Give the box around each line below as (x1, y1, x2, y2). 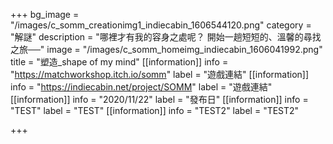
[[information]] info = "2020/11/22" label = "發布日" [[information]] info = (10, 94, 309, 105)
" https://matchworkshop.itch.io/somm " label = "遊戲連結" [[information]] (10, 69, 310, 80)
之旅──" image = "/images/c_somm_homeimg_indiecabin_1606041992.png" (10, 44, 323, 55)
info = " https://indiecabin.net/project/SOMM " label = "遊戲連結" (10, 81, 273, 93)
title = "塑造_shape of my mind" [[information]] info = (10, 56, 229, 68)
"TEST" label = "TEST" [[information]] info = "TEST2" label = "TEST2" (10, 105, 300, 116)
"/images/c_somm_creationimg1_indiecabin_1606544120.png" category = (10, 19, 312, 31)
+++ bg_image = (10, 9, 80, 20)
